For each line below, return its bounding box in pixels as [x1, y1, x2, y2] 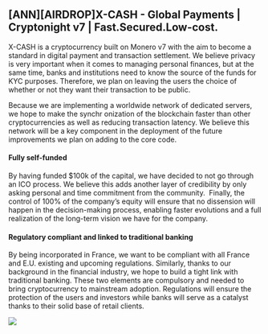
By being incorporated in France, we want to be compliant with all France [8, 250, 250, 260]
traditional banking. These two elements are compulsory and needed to [8, 275, 245, 286]
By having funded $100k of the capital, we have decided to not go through [8, 171, 254, 181]
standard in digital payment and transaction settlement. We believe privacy [8, 50, 255, 60]
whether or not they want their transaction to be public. [8, 85, 191, 94]
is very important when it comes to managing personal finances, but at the [8, 59, 254, 68]
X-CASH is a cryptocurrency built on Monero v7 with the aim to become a [8, 42, 252, 52]
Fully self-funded [8, 153, 67, 163]
